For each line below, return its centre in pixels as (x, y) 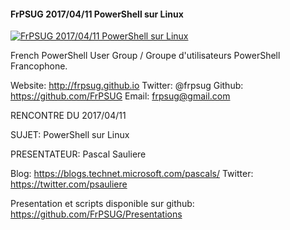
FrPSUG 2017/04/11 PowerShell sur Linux (97, 14)
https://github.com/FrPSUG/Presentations (96, 214)
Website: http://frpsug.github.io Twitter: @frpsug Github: (127, 86)
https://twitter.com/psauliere (69, 184)
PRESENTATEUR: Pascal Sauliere (78, 154)
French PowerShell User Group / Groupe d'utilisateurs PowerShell (145, 56)
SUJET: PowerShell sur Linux (70, 135)
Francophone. (39, 66)
